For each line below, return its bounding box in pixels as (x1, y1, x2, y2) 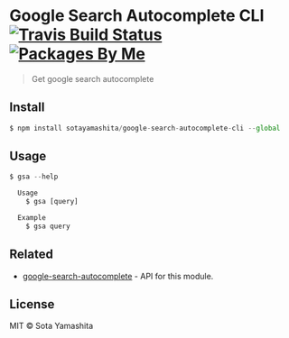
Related (9, 247, 54, 262)
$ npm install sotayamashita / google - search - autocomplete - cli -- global (9, 123, 281, 132)
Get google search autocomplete (31, 73, 154, 84)
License (9, 297, 55, 312)
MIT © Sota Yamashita (9, 321, 94, 332)
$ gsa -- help (9, 172, 59, 181)
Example (17, 214, 47, 223)
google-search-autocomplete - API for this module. (22, 270, 214, 281)
